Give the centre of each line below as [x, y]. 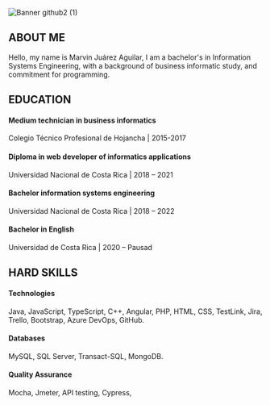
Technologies [32, 293]
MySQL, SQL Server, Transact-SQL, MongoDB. [86, 356]
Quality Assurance [40, 374]
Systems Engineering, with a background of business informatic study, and [133, 65]
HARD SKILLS [43, 273]
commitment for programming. [59, 74]
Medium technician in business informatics [82, 120]
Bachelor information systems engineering [82, 193]
